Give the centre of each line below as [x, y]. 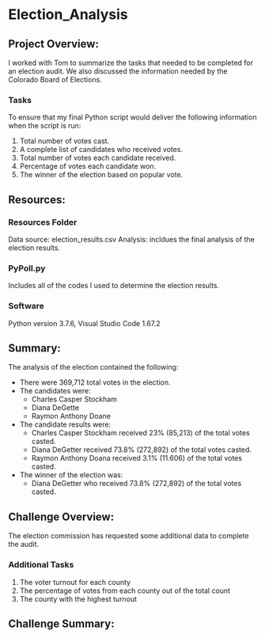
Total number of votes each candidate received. [98, 158]
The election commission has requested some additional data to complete [129, 536]
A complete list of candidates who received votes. [101, 150]
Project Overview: [53, 44]
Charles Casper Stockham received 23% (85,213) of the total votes [141, 433]
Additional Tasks [41, 565]
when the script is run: [45, 126]
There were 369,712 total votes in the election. [95, 382]
